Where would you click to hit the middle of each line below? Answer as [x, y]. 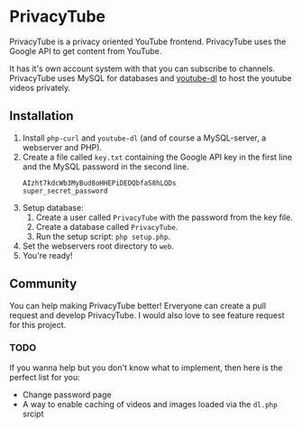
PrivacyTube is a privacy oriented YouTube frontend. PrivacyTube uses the [148, 41]
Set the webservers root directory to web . [98, 246]
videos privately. [40, 87]
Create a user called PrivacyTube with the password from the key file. [164, 217]
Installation [41, 116]
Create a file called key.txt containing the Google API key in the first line [157, 157]
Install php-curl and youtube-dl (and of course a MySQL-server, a [144, 138]
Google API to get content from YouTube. [86, 50]
